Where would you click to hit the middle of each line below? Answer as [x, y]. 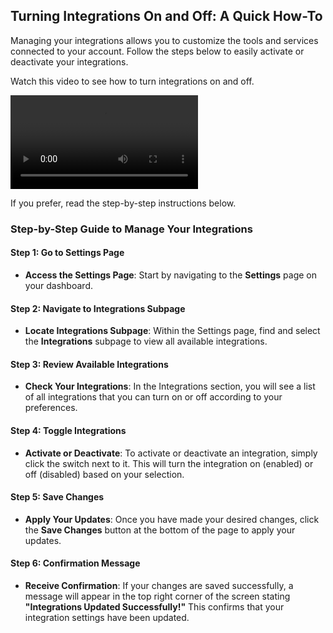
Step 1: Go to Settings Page [67, 253]
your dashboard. [58, 285]
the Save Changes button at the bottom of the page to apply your [160, 530]
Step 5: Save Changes [57, 497]
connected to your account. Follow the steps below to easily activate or [157, 51]
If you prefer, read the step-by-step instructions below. [123, 203]
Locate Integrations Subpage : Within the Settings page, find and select [172, 331]
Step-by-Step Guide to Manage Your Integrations [131, 229]
